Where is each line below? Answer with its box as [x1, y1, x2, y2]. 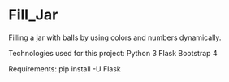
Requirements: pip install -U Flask [8, 63, 122, 74]
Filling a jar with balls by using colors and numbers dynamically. [8, 32, 222, 42]
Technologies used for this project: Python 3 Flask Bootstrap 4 [8, 48, 218, 58]
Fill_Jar [8, 6, 58, 24]
